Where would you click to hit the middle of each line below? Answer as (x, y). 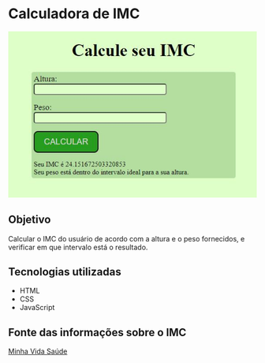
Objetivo (30, 220)
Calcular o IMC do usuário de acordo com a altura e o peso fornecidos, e (127, 238)
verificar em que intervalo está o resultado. (78, 247)
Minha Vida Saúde (38, 351)
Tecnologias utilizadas (65, 272)
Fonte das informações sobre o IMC (97, 332)
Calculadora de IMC (74, 14)
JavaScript (37, 308)
